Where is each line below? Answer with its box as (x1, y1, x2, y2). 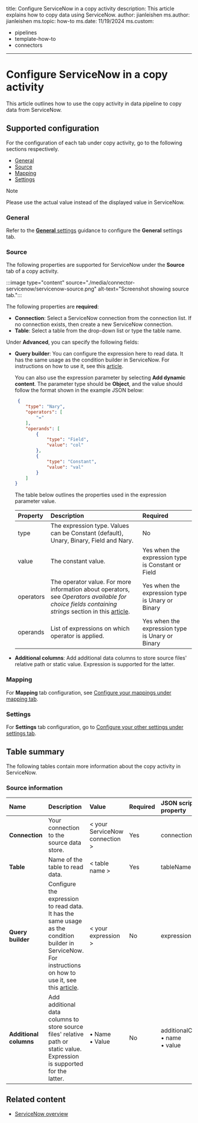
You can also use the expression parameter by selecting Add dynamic (14, 374, 186, 381)
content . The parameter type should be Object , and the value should (14, 380, 183, 388)
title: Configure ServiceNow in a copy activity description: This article (6, 5, 175, 12)
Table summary (6, 747, 65, 757)
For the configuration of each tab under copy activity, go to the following (6, 139, 183, 146)
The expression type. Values (50, 522, 130, 530)
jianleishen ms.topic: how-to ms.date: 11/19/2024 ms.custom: (6, 18, 154, 24)
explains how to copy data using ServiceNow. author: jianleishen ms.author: (6, 11, 190, 18)
